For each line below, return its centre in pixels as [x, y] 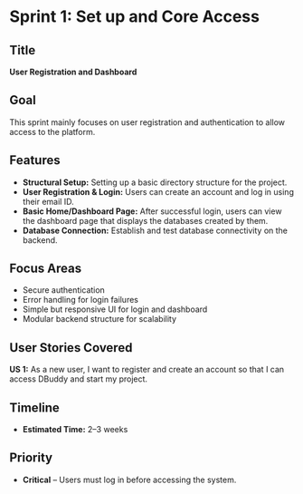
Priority [31, 458]
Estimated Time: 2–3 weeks [75, 430]
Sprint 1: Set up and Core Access [135, 17]
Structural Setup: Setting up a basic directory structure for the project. [155, 182]
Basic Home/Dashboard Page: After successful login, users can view [152, 211]
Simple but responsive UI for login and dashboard [115, 309]
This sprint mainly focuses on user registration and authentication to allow [147, 122]
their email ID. [48, 201]
